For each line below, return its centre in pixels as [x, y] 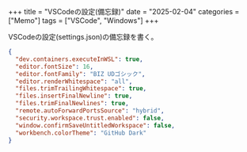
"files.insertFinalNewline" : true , [74, 96]
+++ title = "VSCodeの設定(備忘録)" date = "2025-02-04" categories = [124, 11]
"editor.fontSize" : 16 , [54, 66]
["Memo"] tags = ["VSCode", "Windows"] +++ [84, 21]
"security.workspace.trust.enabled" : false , [90, 118]
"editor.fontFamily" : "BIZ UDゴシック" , [80, 74]
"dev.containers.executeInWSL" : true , [80, 59]
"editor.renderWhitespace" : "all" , [74, 82]
